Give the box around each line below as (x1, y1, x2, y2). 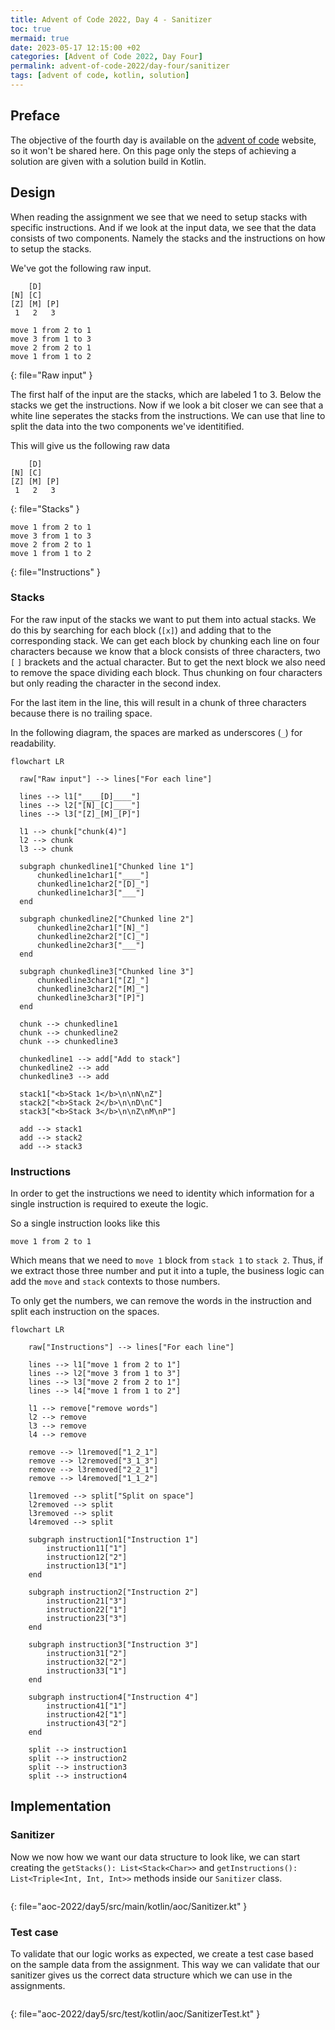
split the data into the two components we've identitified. (10, 420, 245, 432)
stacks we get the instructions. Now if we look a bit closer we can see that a (10, 399, 324, 411)
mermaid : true (10, 33, 70, 43)
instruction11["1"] (46, 1544, 128, 1554)
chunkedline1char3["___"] (36, 887, 145, 898)
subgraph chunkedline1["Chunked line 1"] (19, 861, 195, 871)
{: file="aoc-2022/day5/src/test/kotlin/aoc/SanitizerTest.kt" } (10, 2008, 261, 2020)
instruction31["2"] (46, 1649, 128, 1659)
